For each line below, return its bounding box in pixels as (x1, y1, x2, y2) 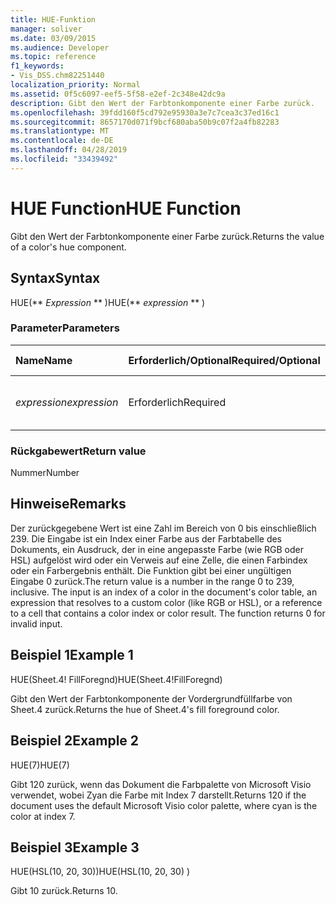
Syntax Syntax (10, 270, 101, 287)
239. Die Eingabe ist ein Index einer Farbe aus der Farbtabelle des (10, 532, 283, 545)
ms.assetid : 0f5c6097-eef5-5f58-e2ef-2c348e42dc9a (10, 89, 226, 99)
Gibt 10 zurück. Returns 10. (10, 885, 118, 897)
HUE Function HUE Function (10, 197, 242, 220)
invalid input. (10, 617, 63, 630)
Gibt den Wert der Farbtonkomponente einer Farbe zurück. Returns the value (10, 230, 325, 242)
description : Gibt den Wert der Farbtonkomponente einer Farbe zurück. (10, 98, 315, 108)
